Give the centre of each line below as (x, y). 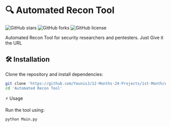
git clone (16, 83)
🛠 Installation (27, 59)
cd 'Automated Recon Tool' (34, 88)
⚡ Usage (14, 98)
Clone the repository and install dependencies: (54, 74)
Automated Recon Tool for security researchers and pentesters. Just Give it (84, 37)
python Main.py (21, 119)
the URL (14, 43)
